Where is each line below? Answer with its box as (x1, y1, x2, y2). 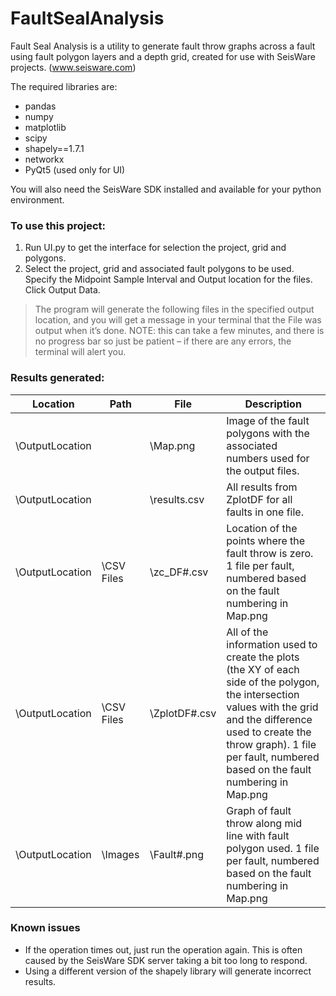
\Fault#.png (149, 847, 205, 861)
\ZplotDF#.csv (149, 706, 217, 720)
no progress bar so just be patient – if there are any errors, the (34, 335, 292, 347)
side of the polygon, (226, 675, 320, 689)
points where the (226, 533, 306, 547)
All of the (226, 625, 269, 639)
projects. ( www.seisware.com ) (10, 61, 137, 73)
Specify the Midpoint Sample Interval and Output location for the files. (24, 273, 313, 286)
